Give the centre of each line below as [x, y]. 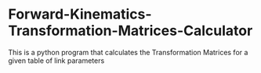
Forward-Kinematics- [80, 14]
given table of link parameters [56, 61]
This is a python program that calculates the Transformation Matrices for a [128, 52]
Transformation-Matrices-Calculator [130, 31]
